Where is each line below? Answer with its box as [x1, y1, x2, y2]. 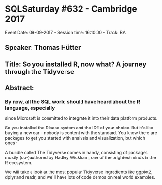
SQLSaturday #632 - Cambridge [5, 3, 137, 14]
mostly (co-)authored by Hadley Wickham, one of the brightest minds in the [5, 155, 156, 160]
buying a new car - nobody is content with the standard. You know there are [5, 130, 158, 136]
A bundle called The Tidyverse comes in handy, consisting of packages [5, 150, 148, 156]
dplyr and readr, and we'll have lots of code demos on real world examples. [5, 174, 155, 180]
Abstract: [5, 84, 34, 92]
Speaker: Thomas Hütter [5, 43, 81, 52]
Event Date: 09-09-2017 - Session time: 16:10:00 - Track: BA [5, 29, 126, 35]
